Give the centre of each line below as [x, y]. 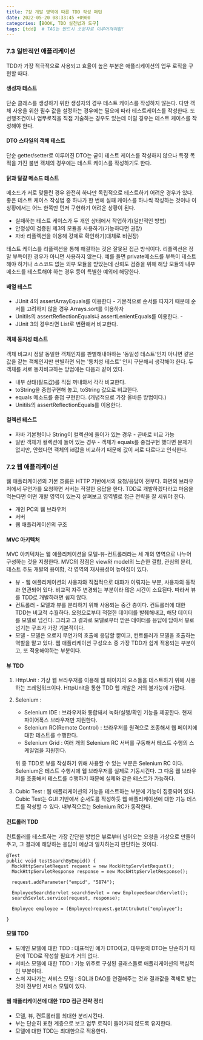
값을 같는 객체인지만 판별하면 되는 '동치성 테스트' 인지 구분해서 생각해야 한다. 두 [100, 361]
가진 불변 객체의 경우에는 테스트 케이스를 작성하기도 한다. [85, 163]
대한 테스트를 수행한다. [51, 735]
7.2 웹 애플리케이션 [32, 467]
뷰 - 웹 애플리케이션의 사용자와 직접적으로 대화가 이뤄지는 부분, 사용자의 [99, 582]
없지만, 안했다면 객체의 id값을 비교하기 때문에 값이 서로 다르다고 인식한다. [101, 450]
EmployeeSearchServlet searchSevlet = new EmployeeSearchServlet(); [100, 893]
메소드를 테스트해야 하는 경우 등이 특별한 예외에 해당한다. [73, 272]
